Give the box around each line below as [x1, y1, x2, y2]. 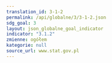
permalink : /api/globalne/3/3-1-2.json [6, 14, 107, 20]
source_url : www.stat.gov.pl [6, 48, 79, 54]
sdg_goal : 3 [6, 20, 36, 26]
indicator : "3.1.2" [6, 31, 55, 37]
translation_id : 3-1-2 [6, 8, 63, 15]
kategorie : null [6, 43, 47, 49]
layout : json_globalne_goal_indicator [6, 25, 104, 32]
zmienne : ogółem [6, 37, 47, 43]
